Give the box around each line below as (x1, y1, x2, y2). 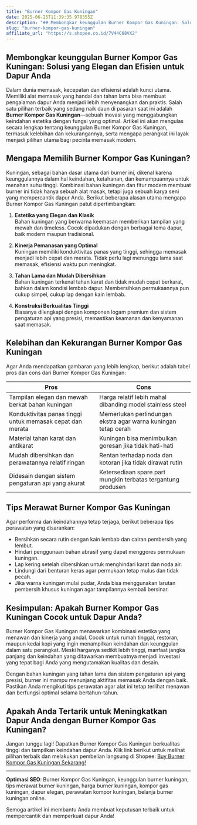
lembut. (14, 542, 33, 549)
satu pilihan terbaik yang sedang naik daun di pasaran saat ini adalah (6, 105, 173, 112)
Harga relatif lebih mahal (99, 392, 167, 401)
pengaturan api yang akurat (9, 479, 85, 487)
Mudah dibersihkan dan (9, 451, 74, 459)
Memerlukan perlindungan (99, 410, 172, 418)
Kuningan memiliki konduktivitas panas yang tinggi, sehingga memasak (14, 248, 187, 255)
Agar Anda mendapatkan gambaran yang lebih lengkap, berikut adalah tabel (6, 362, 191, 370)
